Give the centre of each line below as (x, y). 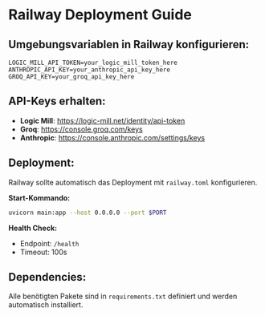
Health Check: (33, 228)
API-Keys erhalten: (57, 101)
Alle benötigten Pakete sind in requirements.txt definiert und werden (123, 296)
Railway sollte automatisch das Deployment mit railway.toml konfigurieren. (133, 182)
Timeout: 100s (43, 252)
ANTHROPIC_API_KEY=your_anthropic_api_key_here (90, 70)
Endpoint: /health (49, 243)
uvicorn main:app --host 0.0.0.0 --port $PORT (88, 213)
